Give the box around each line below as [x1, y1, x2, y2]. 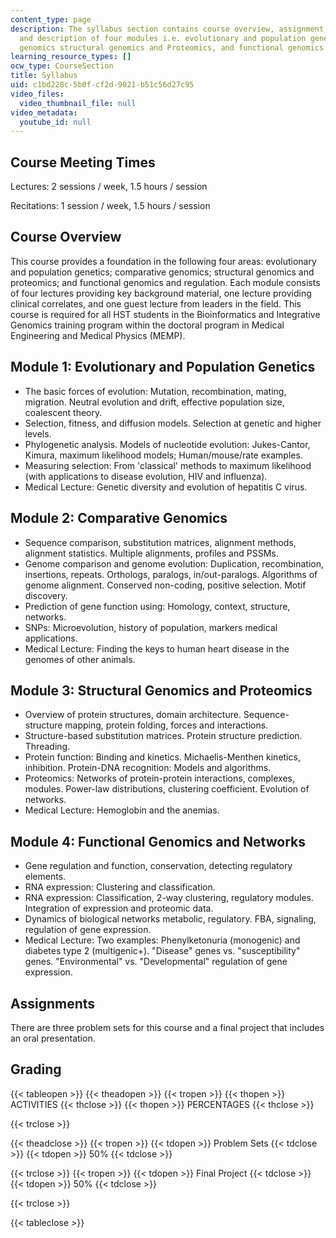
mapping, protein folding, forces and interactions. [64, 719, 269, 731]
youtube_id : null [19, 117, 92, 127]
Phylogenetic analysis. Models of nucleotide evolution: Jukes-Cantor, [24, 438, 311, 450]
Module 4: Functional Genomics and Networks [10, 833, 306, 850]
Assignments [10, 995, 96, 1012]
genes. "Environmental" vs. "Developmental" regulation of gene [24, 956, 288, 968]
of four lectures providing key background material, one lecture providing [10, 287, 312, 299]
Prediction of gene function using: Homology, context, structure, [24, 600, 291, 612]
